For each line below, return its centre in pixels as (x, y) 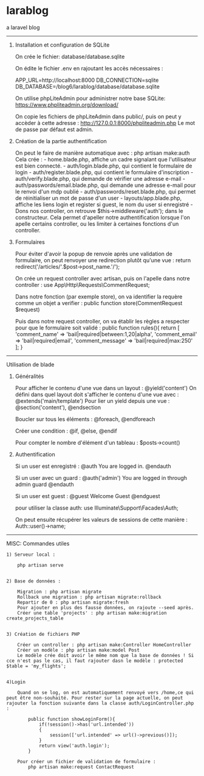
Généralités (29, 376)
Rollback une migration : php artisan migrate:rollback (90, 597)
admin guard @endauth (44, 484)
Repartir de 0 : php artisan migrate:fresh (73, 602)
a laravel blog (23, 27)
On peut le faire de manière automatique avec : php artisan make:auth (102, 153)
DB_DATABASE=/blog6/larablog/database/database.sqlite (87, 86)
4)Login (16, 682)
